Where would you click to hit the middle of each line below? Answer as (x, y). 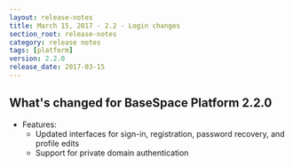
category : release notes (55, 42)
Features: (40, 124)
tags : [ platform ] (41, 51)
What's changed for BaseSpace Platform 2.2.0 (141, 103)
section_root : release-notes (63, 34)
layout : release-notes (51, 17)
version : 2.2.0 (37, 59)
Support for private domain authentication (112, 153)
